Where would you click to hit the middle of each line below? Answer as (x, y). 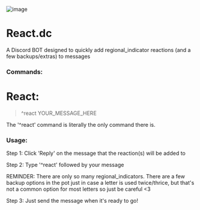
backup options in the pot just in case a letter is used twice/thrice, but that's (100, 183)
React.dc (29, 34)
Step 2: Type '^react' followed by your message (65, 165)
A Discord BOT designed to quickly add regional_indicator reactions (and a (98, 50)
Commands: (25, 72)
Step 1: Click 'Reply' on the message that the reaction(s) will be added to (96, 153)
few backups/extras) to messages (48, 56)
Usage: (17, 140)
